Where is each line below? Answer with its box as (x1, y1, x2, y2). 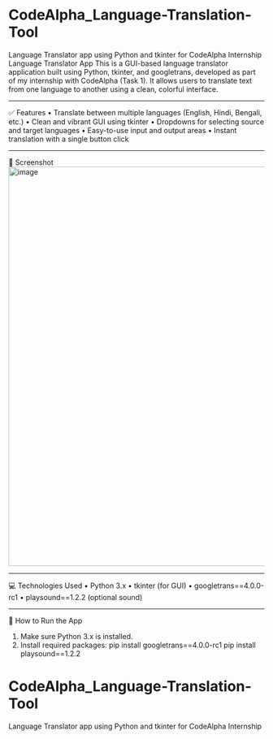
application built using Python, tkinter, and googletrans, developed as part (8, 67, 256, 76)
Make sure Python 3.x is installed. (19, 631, 133, 641)
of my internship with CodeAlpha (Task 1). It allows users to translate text (8, 76, 253, 85)
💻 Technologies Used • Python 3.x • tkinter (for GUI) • (8, 581, 193, 590)
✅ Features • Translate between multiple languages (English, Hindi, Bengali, (8, 107, 262, 117)
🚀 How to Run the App (8, 616, 83, 625)
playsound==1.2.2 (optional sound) (25, 592, 143, 602)
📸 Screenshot (8, 157, 54, 167)
